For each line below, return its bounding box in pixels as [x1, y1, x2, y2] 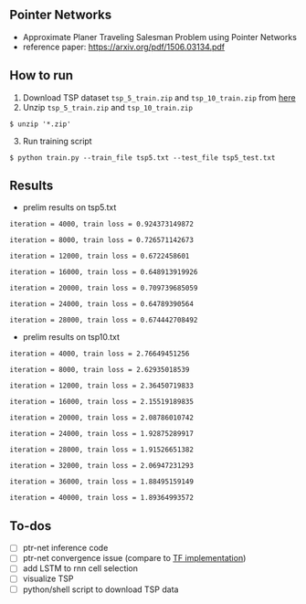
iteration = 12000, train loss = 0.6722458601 [9, 251, 190, 261]
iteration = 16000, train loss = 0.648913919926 [9, 268, 198, 277]
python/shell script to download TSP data [22, 584, 179, 595]
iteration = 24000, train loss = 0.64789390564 [9, 300, 195, 309]
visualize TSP [22, 573, 74, 584]
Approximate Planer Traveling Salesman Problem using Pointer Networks [22, 31, 297, 42]
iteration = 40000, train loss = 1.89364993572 [9, 493, 195, 503]
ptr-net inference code [22, 543, 109, 554]
